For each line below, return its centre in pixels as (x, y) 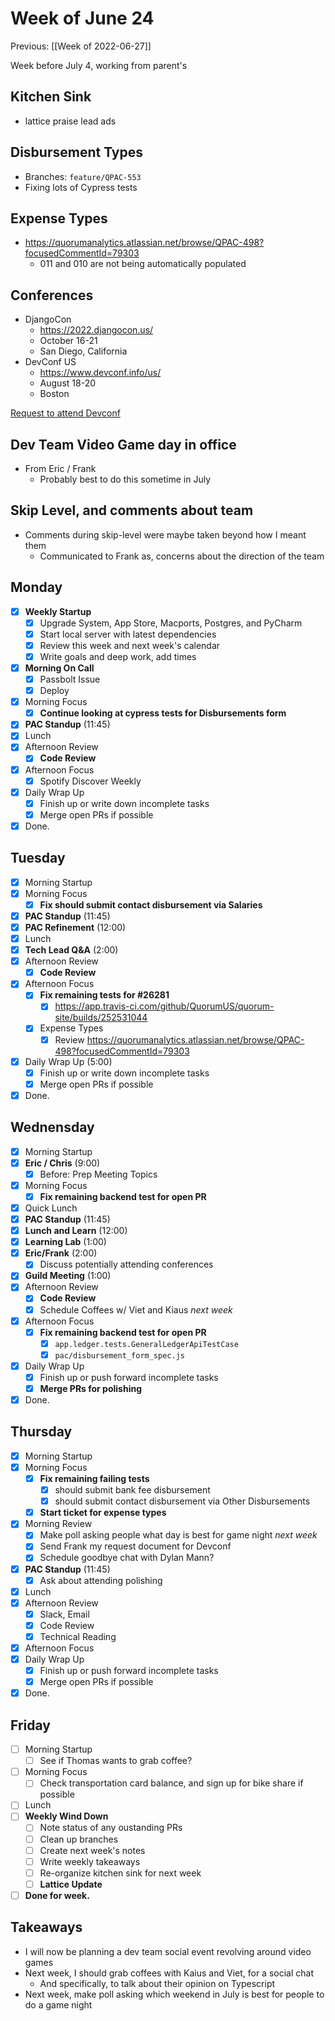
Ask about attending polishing (101, 1580)
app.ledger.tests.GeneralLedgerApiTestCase (146, 1344)
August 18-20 (67, 383)
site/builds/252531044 (101, 1018)
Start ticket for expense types (103, 1513)
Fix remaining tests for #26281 (104, 995)
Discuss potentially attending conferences (126, 1264)
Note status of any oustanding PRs (111, 1828)
